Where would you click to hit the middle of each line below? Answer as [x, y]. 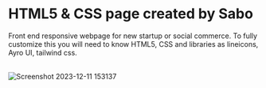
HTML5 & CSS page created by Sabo [131, 14]
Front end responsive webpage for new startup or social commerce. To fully [133, 36]
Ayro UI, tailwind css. [43, 52]
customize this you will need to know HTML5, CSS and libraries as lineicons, [133, 44]
